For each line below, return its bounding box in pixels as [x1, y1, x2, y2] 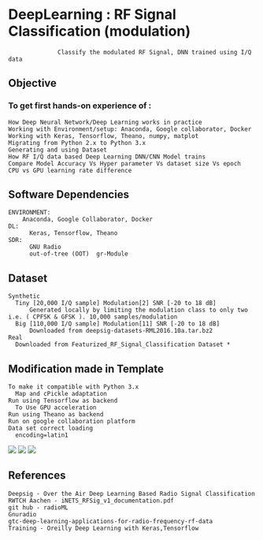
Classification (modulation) [8, 22, 191, 40]
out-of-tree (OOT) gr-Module [28, 250, 128, 258]
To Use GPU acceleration [15, 404, 97, 412]
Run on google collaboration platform [8, 418, 135, 426]
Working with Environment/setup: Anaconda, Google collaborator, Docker [8, 125, 252, 133]
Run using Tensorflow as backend [8, 397, 118, 405]
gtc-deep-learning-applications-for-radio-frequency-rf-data [8, 517, 213, 525]
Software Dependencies [8, 188, 130, 202]
